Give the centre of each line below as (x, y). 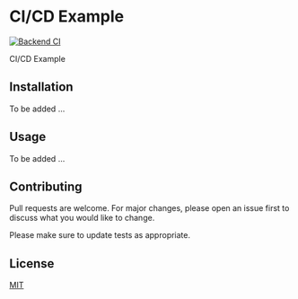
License (32, 264)
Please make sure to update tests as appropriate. (100, 235)
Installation (41, 87)
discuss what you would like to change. (82, 218)
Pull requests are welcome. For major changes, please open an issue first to (149, 208)
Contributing (46, 186)
